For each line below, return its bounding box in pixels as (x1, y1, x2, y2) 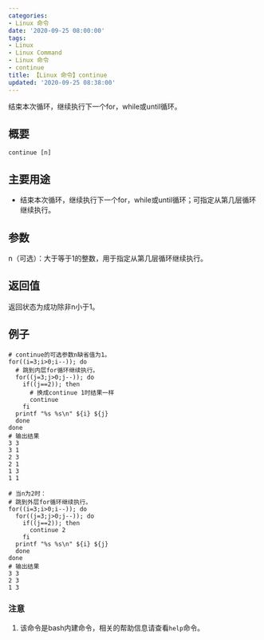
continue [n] (8, 149, 52, 157)
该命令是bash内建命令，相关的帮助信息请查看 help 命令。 (19, 622, 205, 632)
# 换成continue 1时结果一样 (29, 388, 115, 396)
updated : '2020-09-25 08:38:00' (8, 78, 116, 86)
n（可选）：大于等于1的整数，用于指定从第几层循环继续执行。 (8, 253, 207, 263)
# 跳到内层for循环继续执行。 (15, 366, 99, 374)
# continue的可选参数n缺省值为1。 (8, 351, 111, 359)
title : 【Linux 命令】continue (8, 71, 108, 79)
